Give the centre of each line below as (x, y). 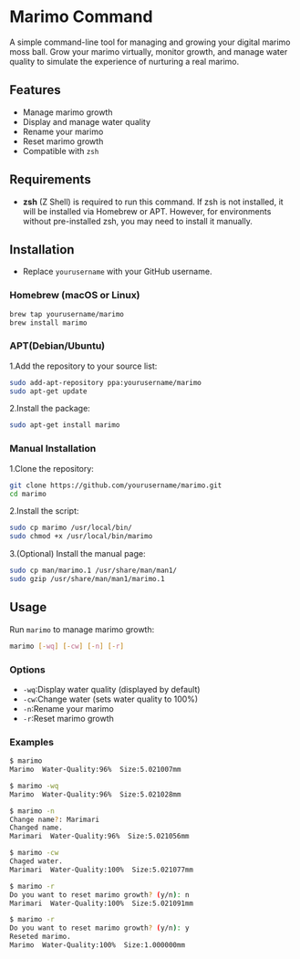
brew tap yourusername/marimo (67, 314)
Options (27, 670)
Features (35, 90)
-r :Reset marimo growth (68, 718)
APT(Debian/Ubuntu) (57, 346)
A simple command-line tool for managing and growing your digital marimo (150, 42)
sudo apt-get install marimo (65, 425)
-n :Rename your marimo (68, 708)
